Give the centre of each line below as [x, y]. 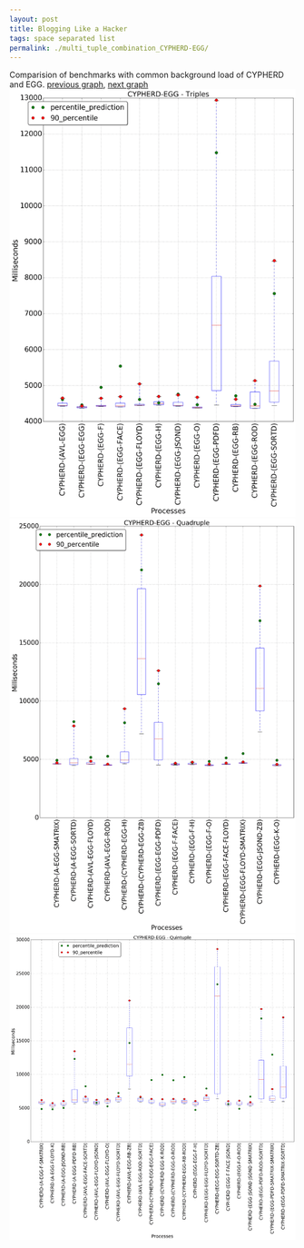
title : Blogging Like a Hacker [69, 29]
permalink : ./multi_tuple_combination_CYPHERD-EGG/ [109, 48]
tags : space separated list [63, 38]
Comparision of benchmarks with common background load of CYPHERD [147, 75]
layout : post [34, 19]
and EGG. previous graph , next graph [79, 84]
